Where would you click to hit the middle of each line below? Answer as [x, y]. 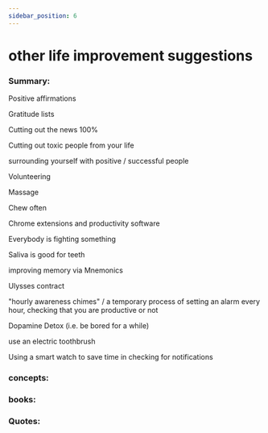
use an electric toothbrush [52, 341]
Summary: [29, 81]
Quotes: [25, 421]
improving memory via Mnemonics [66, 270]
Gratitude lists [31, 114]
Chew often [27, 208]
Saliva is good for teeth [47, 255]
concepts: [29, 378]
